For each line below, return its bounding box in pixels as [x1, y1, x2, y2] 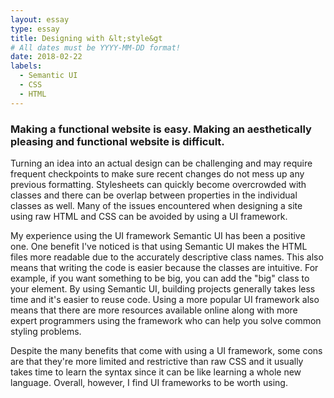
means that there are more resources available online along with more [10, 304, 298, 316]
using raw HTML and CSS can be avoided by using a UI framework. [10, 210, 288, 222]
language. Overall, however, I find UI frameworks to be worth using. [10, 376, 288, 388]
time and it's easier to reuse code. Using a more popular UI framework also [10, 293, 320, 305]
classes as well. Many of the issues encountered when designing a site [10, 199, 303, 211]
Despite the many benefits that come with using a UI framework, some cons [10, 344, 323, 356]
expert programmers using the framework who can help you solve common [10, 314, 322, 326]
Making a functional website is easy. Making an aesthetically [10, 122, 312, 136]
